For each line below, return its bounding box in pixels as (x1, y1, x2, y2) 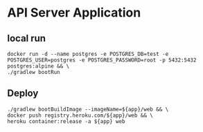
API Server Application (7, 5, 141, 21)
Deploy (7, 88, 39, 100)
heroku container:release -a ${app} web (7, 117, 126, 125)
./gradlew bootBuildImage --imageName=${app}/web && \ (7, 106, 169, 113)
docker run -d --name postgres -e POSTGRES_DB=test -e (7, 50, 169, 57)
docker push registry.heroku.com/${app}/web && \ (7, 112, 154, 119)
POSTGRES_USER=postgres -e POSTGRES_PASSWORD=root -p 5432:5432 (7, 57, 197, 64)
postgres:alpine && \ (7, 63, 70, 70)
